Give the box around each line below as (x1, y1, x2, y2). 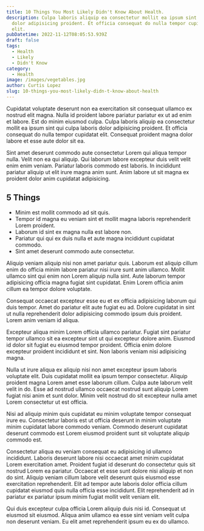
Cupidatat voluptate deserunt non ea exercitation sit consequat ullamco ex (6, 105, 192, 112)
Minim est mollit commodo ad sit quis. (15, 208, 110, 216)
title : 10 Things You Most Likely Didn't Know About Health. (6, 9, 165, 15)
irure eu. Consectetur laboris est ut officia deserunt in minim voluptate (6, 417, 182, 424)
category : (6, 65, 32, 72)
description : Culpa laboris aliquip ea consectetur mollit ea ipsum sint (6, 15, 197, 21)
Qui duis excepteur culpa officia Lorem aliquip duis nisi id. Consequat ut (6, 505, 186, 512)
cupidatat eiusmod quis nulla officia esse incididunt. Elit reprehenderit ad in (6, 487, 194, 494)
